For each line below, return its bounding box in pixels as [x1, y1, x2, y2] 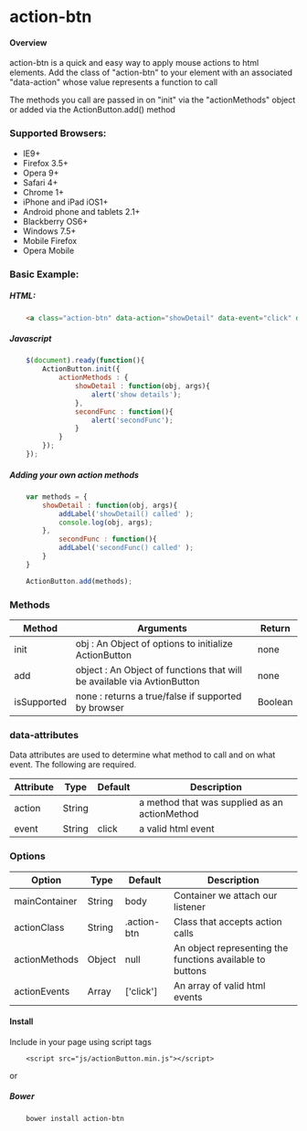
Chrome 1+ [22, 186, 65, 197]
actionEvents [14, 985, 70, 998]
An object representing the [173, 941, 289, 954]
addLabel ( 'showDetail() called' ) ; [58, 509, 195, 518]
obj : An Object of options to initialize [75, 637, 233, 650]
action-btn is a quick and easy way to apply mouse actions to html [9, 58, 259, 69]
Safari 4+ [22, 176, 58, 188]
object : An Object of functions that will [75, 663, 242, 676]
